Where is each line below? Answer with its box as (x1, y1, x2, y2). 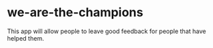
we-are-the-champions (7, 5, 143, 20)
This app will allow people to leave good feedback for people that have (7, 27, 206, 35)
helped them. (7, 34, 44, 42)
